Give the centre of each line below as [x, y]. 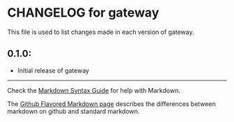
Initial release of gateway [53, 70]
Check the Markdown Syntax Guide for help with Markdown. [94, 90]
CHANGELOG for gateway [83, 13]
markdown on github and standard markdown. [73, 111]
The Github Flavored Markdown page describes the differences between [111, 104]
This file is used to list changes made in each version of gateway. [101, 32]
